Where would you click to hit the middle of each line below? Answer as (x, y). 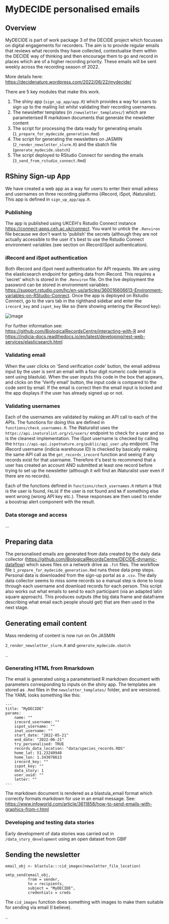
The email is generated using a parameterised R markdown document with (83, 679)
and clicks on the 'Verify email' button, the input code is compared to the (81, 382)
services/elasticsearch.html (34, 342)
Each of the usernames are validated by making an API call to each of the (81, 417)
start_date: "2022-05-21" (42, 735)
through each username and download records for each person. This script (83, 586)
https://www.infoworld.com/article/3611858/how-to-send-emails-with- (79, 804)
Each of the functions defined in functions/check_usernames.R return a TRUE (83, 486)
